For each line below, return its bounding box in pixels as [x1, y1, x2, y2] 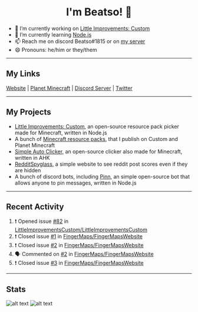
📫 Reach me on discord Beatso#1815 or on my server [14, 38, 146, 45]
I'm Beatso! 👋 [65, 5, 133, 19]
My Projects [6, 107, 51, 117]
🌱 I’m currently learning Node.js [14, 31, 92, 38]
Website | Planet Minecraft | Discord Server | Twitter [6, 84, 133, 91]
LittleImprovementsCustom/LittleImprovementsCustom [14, 226, 147, 234]
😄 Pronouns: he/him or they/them [14, 46, 97, 53]
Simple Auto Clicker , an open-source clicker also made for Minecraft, [14, 147, 183, 155]
